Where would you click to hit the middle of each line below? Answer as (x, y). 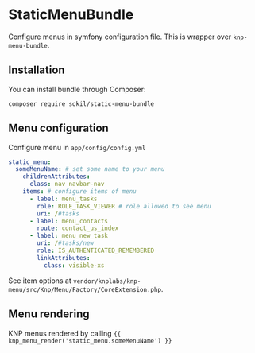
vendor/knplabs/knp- (107, 281)
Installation (37, 70)
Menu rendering (49, 314)
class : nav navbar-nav (67, 184)
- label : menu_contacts (69, 221)
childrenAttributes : (56, 176)
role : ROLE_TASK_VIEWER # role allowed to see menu (124, 206)
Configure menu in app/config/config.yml (77, 147)
